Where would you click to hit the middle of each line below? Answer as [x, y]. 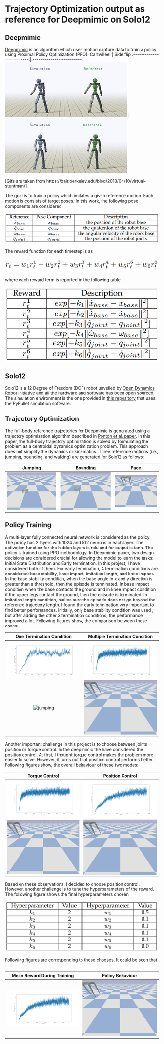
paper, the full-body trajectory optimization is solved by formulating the [77, 441]
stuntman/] [16, 186]
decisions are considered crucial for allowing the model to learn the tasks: [79, 558]
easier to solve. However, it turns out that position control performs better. [80, 759]
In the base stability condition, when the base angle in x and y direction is [79, 579]
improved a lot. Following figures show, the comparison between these [76, 620]
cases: [12, 626]
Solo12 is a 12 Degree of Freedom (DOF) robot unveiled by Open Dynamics [80, 388]
